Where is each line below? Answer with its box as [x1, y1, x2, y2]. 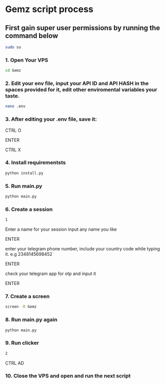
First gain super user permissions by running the [5, 24, 160, 32]
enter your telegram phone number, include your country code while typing [5, 246, 160, 252]
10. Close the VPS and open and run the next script [5, 372, 131, 379]
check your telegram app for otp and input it [5, 270, 96, 277]
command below [5, 31, 58, 40]
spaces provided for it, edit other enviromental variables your [5, 86, 157, 93]
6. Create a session [5, 206, 53, 213]
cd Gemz [5, 68, 21, 73]
